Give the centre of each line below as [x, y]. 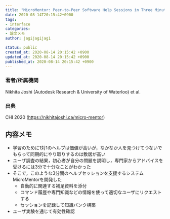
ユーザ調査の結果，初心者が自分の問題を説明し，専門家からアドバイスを [88, 160]
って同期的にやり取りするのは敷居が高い [64, 154]
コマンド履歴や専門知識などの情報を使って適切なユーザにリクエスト [91, 192]
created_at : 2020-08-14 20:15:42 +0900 [47, 52]
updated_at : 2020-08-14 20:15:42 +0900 [47, 57]
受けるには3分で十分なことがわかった [52, 167]
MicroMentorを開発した [37, 179]
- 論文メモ [15, 34]
